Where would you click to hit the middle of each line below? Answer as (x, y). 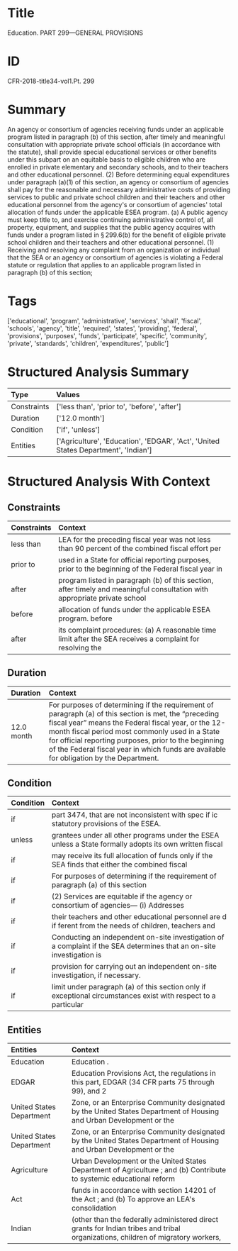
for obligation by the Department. (104, 758)
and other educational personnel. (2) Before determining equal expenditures (119, 174)
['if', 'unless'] (78, 429)
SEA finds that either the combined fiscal (120, 864)
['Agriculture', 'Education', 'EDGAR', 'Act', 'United (138, 441)
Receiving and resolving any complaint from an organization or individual (114, 250)
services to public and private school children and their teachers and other (116, 197)
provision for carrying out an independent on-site (135, 967)
